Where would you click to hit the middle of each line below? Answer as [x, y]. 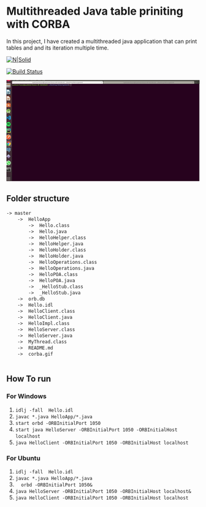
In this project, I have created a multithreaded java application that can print [102, 41]
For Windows [27, 396]
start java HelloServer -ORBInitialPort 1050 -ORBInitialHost [96, 430]
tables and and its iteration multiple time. [58, 48]
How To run [29, 379]
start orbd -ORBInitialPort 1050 [58, 423]
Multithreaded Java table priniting [95, 11]
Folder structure [38, 198]
